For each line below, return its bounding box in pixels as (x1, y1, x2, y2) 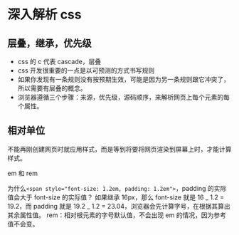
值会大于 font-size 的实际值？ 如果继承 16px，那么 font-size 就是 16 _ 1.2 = (7, 193, 225, 202)
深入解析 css (7, 6, 82, 23)
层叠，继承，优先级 (7, 37, 92, 49)
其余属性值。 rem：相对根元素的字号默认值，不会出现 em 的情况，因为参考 (7, 211, 226, 219)
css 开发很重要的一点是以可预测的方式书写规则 (17, 66, 155, 75)
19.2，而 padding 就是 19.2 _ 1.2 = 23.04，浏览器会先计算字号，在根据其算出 (7, 202, 231, 210)
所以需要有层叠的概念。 (17, 84, 87, 93)
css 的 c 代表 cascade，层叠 (17, 58, 102, 66)
